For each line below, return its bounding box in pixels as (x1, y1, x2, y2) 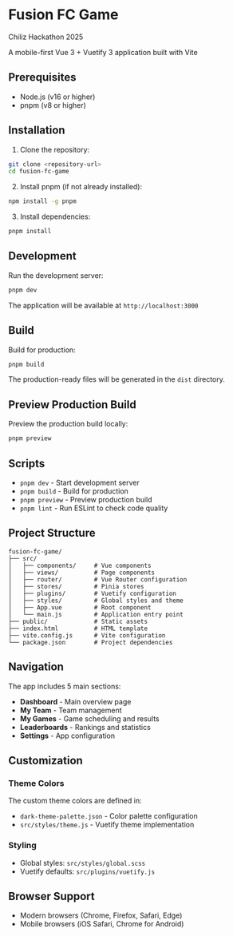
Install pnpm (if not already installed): (19, 182, 142, 192)
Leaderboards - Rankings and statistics (19, 722, 152, 732)
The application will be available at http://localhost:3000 (8, 300, 199, 310)
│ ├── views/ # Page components (8, 569, 156, 577)
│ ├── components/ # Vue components (8, 561, 152, 569)
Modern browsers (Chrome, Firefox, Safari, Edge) (19, 910, 183, 920)
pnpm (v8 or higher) (19, 100, 86, 109)
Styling (8, 840, 38, 851)
